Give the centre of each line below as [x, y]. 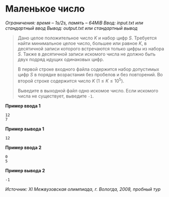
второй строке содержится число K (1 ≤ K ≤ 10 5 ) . [71, 80]
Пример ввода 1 [23, 106]
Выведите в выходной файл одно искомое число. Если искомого [88, 90]
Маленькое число [45, 9]
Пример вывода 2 [25, 170]
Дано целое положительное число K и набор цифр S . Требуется [87, 38]
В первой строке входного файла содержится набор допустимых [88, 69]
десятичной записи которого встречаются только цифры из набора [91, 48]
